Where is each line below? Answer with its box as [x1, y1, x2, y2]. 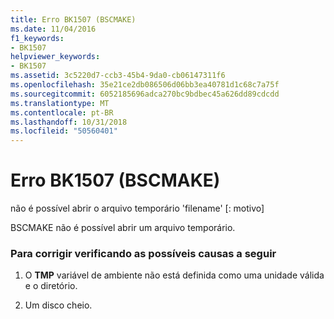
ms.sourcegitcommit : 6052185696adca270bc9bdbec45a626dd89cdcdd [10, 89, 280, 99]
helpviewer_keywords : [10, 52, 101, 62]
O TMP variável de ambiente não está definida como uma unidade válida [24, 269, 325, 281]
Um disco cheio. [24, 299, 93, 311]
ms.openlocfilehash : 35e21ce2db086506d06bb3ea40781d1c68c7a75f [10, 80, 280, 90]
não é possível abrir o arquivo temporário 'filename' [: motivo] [10, 202, 265, 215]
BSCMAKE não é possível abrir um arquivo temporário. [10, 222, 236, 234]
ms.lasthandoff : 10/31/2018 [10, 117, 128, 127]
